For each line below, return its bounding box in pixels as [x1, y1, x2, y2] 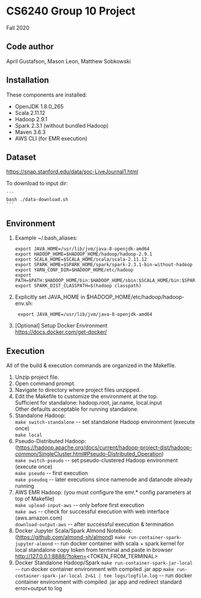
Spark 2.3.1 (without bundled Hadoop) [14, 122, 109, 129]
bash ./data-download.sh [6, 197, 68, 203]
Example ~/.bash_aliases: [14, 234, 78, 241]
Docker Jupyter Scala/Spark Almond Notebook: [14, 527, 133, 534]
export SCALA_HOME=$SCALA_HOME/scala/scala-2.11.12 [14, 257, 147, 263]
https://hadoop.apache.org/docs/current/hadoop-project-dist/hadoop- [17, 444, 193, 451]
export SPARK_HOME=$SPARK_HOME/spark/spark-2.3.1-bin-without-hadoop [14, 262, 193, 268]
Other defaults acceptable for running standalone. [14, 405, 139, 413]
